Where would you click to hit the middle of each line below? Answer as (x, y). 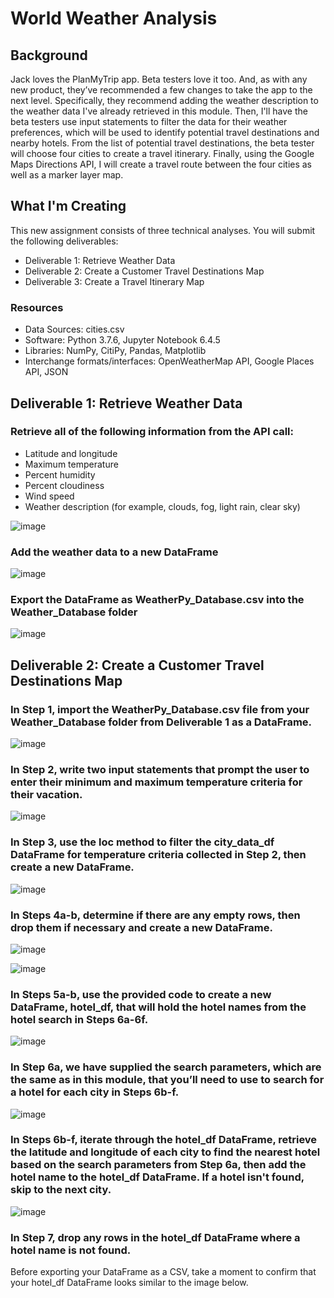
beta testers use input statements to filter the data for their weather (149, 121)
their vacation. (46, 794)
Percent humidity (60, 474)
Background (49, 55)
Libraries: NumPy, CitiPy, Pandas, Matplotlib (115, 351)
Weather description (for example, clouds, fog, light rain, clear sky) (162, 506)
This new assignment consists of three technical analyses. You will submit (163, 230)
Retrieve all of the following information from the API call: (152, 432)
